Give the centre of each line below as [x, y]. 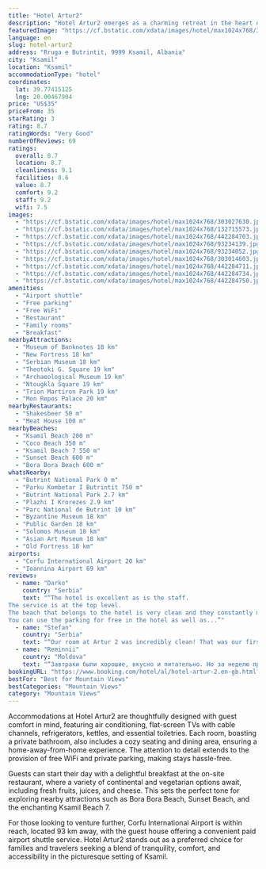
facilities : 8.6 [42, 178]
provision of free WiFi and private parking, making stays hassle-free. [120, 759]
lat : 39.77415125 [44, 89]
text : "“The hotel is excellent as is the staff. [106, 598]
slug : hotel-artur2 [40, 45]
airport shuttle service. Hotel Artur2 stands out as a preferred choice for [125, 840]
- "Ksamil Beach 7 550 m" [58, 450]
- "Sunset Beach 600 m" [54, 458]
